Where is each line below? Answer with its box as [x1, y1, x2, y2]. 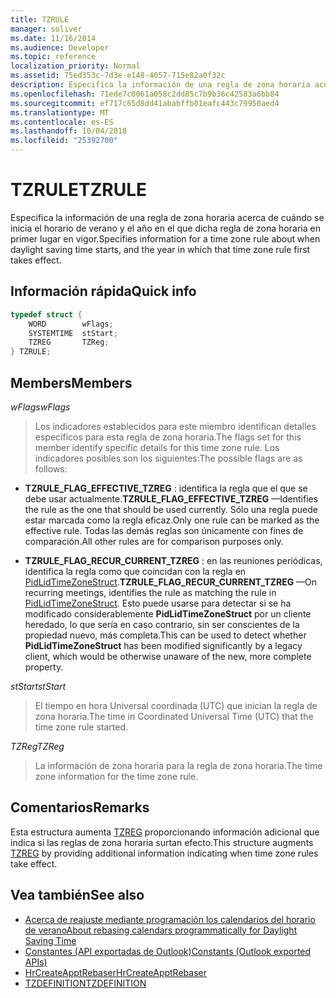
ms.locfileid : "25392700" [10, 136, 118, 146]
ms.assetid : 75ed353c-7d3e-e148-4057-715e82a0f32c [10, 71, 226, 81]
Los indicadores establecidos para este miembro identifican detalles [34, 420, 317, 432]
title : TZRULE [10, 14, 70, 25]
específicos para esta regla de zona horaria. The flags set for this [34, 431, 302, 443]
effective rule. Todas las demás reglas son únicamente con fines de [24, 524, 304, 536]
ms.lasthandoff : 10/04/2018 [10, 126, 128, 136]
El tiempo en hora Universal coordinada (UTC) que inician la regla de [34, 699, 318, 711]
